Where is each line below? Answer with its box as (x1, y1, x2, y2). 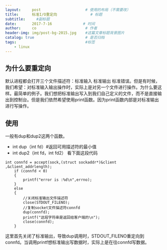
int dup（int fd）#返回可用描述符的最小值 (12, 144, 97, 150)
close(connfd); (23, 220, 55, 225)
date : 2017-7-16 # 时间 (5, 21, 95, 26)
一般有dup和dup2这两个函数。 (5, 133, 68, 139)
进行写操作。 (5, 103, 31, 109)
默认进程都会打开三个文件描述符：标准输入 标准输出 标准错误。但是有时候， (5, 78, 160, 84)
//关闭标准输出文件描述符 (23, 196, 69, 201)
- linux (14, 44, 30, 49)
